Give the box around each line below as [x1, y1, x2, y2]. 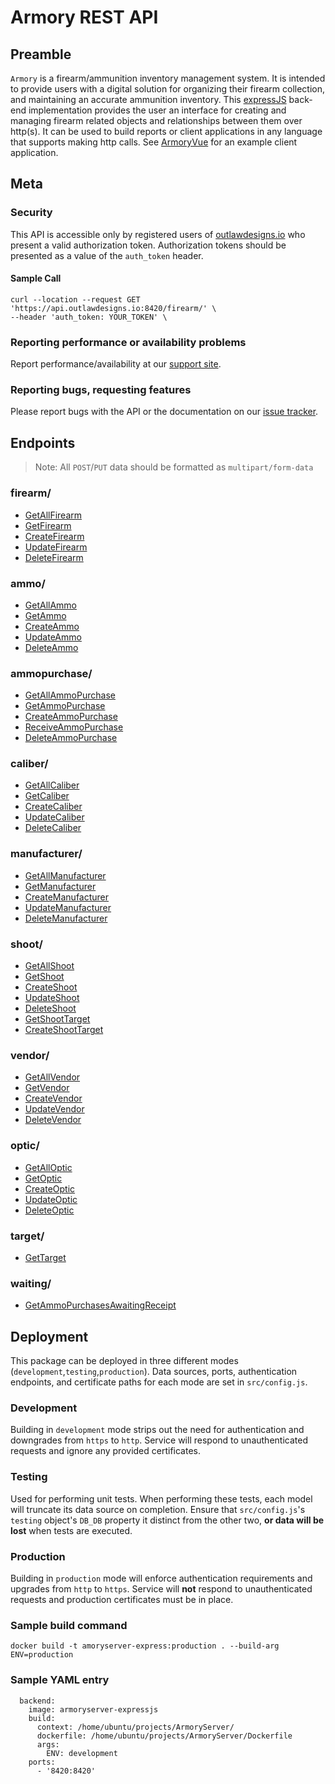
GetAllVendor [24, 1071, 81, 1083]
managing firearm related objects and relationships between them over [10, 115, 303, 126]
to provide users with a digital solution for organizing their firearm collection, [10, 83, 326, 95]
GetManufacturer [24, 880, 97, 892]
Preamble [10, 46, 72, 63]
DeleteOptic [24, 1204, 75, 1216]
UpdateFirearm [24, 541, 88, 553]
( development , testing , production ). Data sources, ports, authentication [10, 1366, 298, 1378]
